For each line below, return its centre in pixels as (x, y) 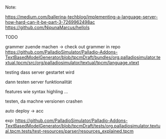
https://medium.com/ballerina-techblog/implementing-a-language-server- (82, 17)
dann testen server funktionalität (39, 82)
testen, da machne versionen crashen (44, 101)
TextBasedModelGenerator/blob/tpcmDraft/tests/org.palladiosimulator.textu (83, 126)
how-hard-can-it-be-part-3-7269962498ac (50, 22)
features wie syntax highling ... (37, 91)
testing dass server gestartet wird (40, 72)
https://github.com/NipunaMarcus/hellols (47, 27)
